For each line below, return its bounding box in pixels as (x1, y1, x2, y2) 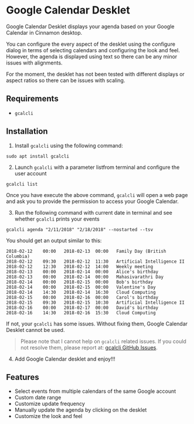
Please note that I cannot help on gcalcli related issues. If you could (20, 338, 186, 345)
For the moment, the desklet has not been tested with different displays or (6, 70, 185, 77)
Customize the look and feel (14, 413, 83, 420)
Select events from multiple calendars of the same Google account (14, 388, 176, 395)
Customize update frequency (14, 400, 85, 408)
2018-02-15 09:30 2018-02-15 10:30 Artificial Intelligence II (6, 300, 185, 306)
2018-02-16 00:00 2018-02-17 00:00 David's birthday (6, 304, 159, 311)
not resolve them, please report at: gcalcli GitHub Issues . (20, 344, 158, 351)
